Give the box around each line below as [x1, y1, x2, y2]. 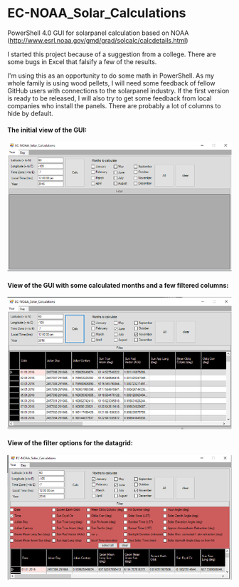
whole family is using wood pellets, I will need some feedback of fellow [7, 78, 216, 87]
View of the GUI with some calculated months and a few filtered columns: [7, 281, 229, 289]
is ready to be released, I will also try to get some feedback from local [7, 94, 212, 103]
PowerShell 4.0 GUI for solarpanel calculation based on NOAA [7, 28, 189, 37]
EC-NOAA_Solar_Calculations [7, 5, 186, 21]
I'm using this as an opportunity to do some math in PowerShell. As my [7, 71, 215, 80]
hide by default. [7, 109, 53, 118]
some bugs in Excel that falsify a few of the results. [7, 57, 157, 66]
